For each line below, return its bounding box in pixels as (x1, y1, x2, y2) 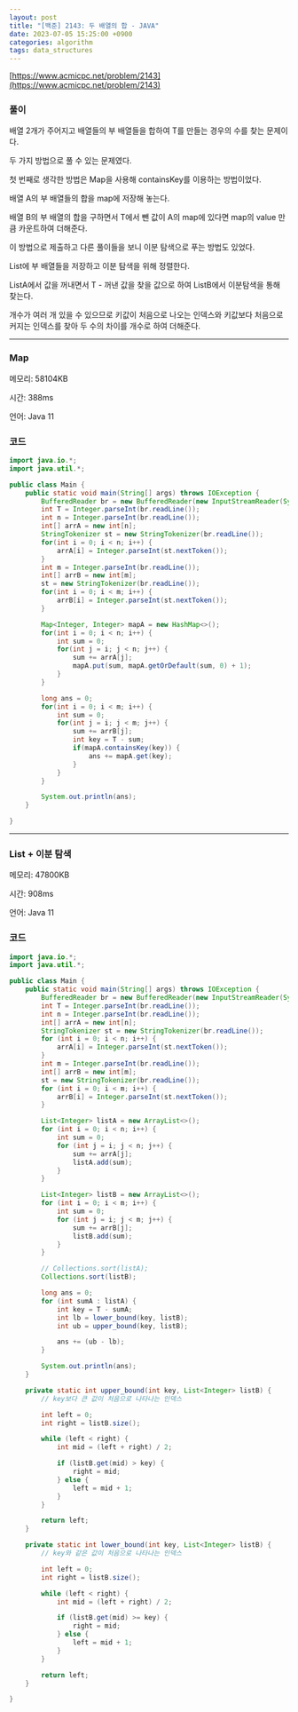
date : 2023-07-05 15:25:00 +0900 (9, 29, 133, 38)
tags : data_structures (9, 46, 93, 55)
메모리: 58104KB (9, 373, 68, 384)
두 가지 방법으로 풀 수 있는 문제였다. (9, 155, 132, 166)
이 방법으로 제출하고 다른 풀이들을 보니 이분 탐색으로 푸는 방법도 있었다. (9, 242, 255, 253)
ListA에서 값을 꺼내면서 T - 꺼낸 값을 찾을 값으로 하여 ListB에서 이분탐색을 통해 (9, 280, 281, 290)
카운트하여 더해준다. (18, 223, 88, 234)
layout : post (9, 12, 58, 22)
